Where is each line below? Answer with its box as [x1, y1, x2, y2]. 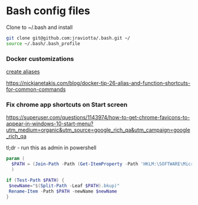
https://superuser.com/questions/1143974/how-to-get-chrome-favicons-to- [6, 114, 190, 121]
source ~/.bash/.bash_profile [6, 40, 81, 47]
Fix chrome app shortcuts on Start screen [6, 100, 128, 109]
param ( [6, 155, 25, 162]
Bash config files [6, 4, 90, 18]
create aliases [6, 68, 40, 75]
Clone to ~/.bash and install [6, 24, 73, 31]
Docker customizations [6, 54, 74, 63]
